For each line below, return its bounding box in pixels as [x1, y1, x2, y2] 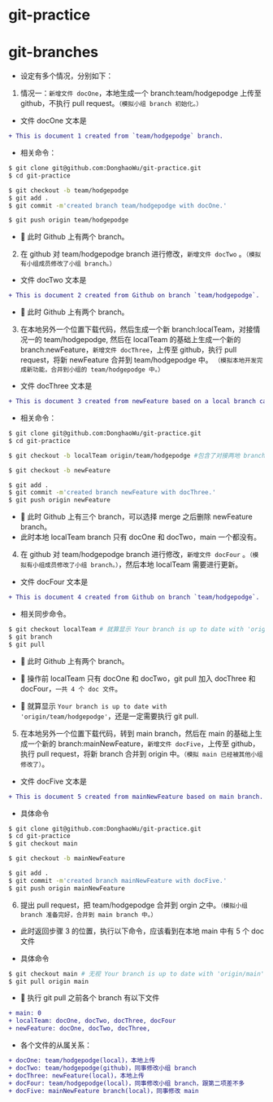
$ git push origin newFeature [8, 496, 111, 504]
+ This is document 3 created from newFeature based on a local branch [8, 397, 256, 406]
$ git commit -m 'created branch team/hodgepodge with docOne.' [8, 201, 227, 209]
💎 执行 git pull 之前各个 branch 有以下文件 [19, 993, 160, 1003]
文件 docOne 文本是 [19, 116, 87, 125]
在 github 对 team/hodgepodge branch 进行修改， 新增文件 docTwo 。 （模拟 [19, 249, 262, 259]
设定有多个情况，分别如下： [19, 71, 114, 81]
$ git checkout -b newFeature [8, 466, 111, 474]
